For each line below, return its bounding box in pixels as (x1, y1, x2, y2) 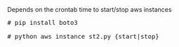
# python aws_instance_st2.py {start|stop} (7, 32, 159, 41)
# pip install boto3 (7, 19, 79, 27)
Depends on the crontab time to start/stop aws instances (7, 6, 172, 14)
